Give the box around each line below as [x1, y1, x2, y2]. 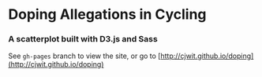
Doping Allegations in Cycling [8, 5, 207, 24]
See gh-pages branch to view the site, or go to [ [8, 51, 161, 60]
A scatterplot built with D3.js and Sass [8, 34, 158, 45]
